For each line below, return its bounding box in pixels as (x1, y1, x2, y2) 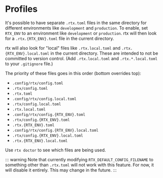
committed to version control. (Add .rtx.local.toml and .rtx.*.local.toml (5, 55, 158, 61)
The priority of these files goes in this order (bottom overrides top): (5, 70, 141, 76)
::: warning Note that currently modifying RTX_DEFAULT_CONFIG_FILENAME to (5, 156, 154, 162)
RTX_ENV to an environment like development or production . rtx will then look (5, 30, 157, 36)
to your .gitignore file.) (5, 61, 53, 67)
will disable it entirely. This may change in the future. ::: (5, 167, 117, 173)
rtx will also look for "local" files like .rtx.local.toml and (5, 45, 121, 51)
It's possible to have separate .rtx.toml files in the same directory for (5, 20, 147, 26)
